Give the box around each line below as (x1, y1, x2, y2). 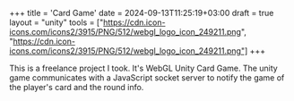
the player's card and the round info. (9, 82, 144, 92)
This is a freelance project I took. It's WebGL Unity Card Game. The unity (9, 63, 278, 73)
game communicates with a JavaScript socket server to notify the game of (9, 72, 285, 83)
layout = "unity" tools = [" (9, 17, 104, 28)
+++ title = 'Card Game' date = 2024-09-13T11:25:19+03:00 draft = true (9, 8, 274, 18)
